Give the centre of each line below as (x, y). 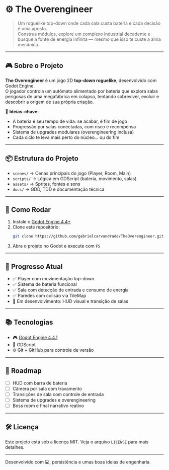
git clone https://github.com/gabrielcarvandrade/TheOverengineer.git (88, 237)
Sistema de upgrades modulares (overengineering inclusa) (73, 132)
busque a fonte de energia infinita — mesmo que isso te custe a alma (89, 39)
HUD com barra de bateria (40, 383)
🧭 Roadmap (23, 371)
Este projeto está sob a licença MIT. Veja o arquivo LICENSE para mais (77, 442)
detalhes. (15, 447)
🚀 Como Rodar (28, 210)
